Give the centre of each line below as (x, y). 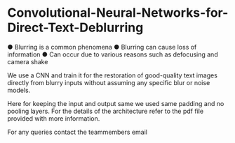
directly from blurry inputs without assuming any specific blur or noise (109, 82)
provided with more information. (54, 118)
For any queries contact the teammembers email (77, 132)
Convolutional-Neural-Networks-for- (118, 13)
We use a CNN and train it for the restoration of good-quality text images (112, 75)
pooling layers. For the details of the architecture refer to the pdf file (106, 111)
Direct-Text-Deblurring (75, 28)
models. (19, 90)
